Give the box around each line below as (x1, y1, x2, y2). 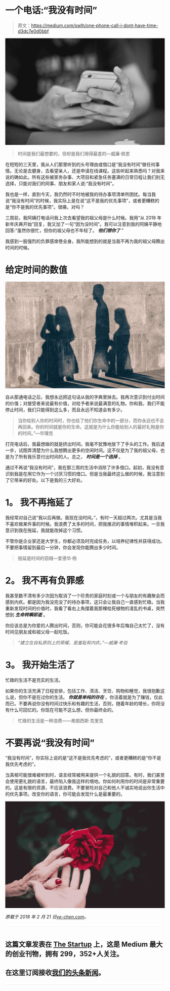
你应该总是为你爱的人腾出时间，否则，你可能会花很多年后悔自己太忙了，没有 (5, 622, 165, 629)
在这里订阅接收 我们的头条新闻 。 (5, 968, 105, 977)
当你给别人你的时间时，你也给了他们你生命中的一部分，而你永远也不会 (17, 417, 164, 423)
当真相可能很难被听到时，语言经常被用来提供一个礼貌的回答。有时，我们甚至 (5, 772, 165, 778)
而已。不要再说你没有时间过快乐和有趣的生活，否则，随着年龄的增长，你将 (5, 700, 160, 706)
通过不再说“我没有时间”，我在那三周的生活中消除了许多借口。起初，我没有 (5, 464, 160, 470)
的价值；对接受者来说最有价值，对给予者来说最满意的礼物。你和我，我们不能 (5, 400, 165, 406)
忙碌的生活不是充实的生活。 (5, 677, 63, 683)
